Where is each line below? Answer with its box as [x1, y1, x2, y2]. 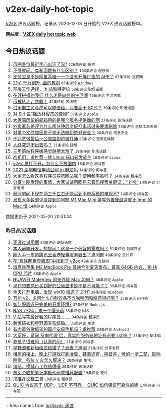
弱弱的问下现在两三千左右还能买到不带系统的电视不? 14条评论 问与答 [12, 190, 149, 197]
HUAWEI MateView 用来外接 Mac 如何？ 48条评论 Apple [12, 276, 123, 282]
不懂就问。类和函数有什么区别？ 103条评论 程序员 [12, 67, 110, 73]
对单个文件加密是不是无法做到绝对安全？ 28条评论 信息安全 [12, 129, 128, 135]
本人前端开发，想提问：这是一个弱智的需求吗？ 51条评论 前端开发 [12, 246, 142, 252]
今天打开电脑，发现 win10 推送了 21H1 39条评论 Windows [12, 289, 123, 295]
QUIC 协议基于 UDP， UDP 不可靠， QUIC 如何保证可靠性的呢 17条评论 [12, 382, 156, 388]
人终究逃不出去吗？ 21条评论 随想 [12, 141, 78, 147]
